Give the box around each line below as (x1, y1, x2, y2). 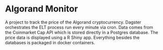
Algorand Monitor (5, 3, 78, 14)
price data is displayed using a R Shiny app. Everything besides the (5, 35, 140, 40)
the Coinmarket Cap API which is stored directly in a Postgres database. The (5, 29, 158, 35)
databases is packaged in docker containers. (5, 39, 95, 45)
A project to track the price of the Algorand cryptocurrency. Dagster (5, 19, 142, 25)
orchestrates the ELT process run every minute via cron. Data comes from (5, 24, 153, 30)
